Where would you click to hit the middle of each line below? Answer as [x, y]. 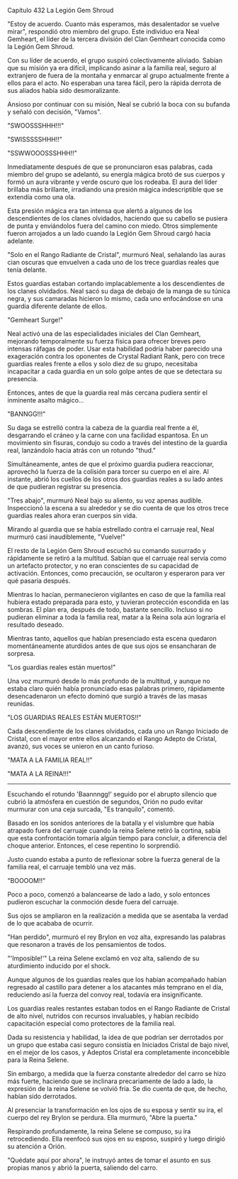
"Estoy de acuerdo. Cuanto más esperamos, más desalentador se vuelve [113, 24]
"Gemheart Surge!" [35, 320]
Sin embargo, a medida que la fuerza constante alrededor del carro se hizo [117, 1074]
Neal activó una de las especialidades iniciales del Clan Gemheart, [104, 334]
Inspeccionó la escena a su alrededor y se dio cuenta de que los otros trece [118, 508]
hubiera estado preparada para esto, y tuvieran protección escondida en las [118, 602]
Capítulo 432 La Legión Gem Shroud [61, 10]
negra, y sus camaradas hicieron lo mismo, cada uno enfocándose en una [115, 298]
